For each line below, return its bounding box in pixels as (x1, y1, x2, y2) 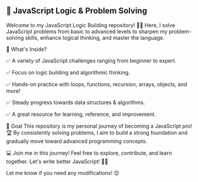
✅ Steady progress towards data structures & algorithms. (6, 99, 145, 106)
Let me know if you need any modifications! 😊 (6, 169, 119, 176)
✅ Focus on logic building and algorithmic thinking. (6, 69, 130, 76)
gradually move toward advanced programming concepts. (6, 137, 148, 145)
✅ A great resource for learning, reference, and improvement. (6, 110, 156, 118)
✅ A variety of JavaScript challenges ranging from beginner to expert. (6, 57, 177, 64)
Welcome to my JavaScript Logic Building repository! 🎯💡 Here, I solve (6, 21, 176, 28)
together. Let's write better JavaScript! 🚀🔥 (6, 158, 108, 165)
